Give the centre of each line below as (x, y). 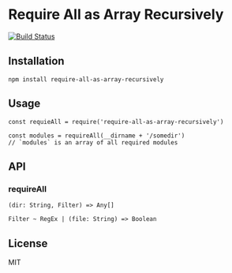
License (28, 243)
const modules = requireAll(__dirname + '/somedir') (97, 136)
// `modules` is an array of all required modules (93, 142)
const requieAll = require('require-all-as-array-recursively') (116, 122)
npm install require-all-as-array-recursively (86, 79)
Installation (36, 61)
